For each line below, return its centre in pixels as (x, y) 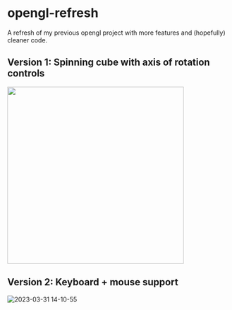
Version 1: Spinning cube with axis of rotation (109, 63)
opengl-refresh (53, 13)
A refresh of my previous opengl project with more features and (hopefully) (116, 33)
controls (26, 73)
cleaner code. (28, 40)
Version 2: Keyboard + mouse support (93, 282)
